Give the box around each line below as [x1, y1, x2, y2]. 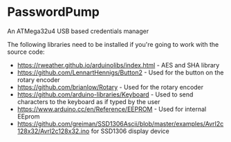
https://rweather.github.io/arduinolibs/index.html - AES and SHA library [17, 61, 220, 69]
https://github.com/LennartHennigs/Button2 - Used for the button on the [17, 68, 224, 77]
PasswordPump [7, 4, 100, 20]
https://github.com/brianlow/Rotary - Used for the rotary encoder [17, 83, 204, 91]
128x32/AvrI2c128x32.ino [17, 127, 90, 135]
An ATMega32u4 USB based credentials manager [7, 27, 149, 35]
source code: [7, 48, 45, 56]
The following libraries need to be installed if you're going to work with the [7, 40, 219, 48]
